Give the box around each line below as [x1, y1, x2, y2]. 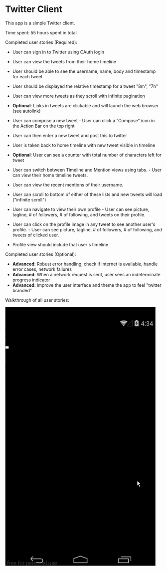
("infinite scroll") [12, 196, 46, 202]
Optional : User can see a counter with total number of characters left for [12, 152, 162, 158]
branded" [12, 287, 32, 293]
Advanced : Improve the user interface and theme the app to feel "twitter [12, 282, 162, 288]
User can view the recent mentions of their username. [12, 182, 124, 188]
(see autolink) [12, 108, 41, 114]
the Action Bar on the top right [12, 123, 75, 129]
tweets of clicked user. [12, 232, 59, 238]
